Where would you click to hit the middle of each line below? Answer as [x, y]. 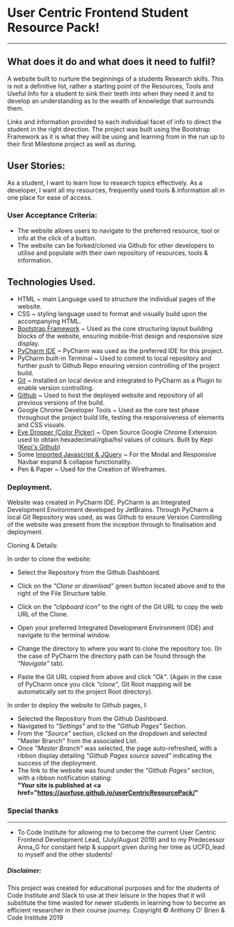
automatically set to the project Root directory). [85, 692]
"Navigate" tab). [41, 663]
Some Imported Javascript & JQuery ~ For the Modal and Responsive [117, 454]
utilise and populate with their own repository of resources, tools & [113, 253]
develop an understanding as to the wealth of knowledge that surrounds [111, 101]
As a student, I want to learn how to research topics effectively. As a [105, 182]
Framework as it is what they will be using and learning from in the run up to [116, 137]
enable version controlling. [55, 387]
